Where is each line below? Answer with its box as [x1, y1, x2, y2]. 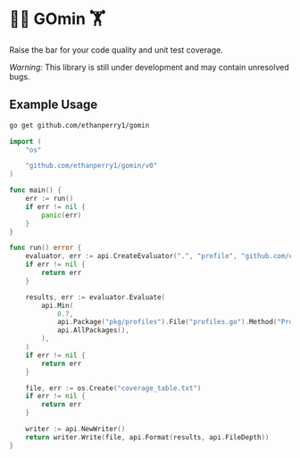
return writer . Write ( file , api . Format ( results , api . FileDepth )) [25, 432, 270, 442]
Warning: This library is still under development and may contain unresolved [9, 62, 290, 72]
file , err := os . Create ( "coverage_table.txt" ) [25, 383, 202, 393]
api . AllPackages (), [56, 326, 129, 335]
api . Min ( [41, 301, 74, 310]
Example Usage [9, 97, 98, 112]
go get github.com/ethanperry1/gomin [9, 121, 150, 129]
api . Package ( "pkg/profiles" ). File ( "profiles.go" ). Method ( [56, 318, 278, 327]
